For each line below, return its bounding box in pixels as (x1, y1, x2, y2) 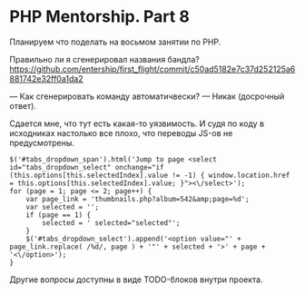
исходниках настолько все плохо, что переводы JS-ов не (9, 127, 233, 138)
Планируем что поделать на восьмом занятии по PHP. (9, 36, 221, 47)
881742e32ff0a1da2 (9, 73, 84, 83)
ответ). (9, 100, 36, 111)
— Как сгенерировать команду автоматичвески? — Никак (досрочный (9, 91, 285, 102)
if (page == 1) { (25, 211, 92, 220)
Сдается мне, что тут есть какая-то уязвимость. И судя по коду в (9, 118, 265, 129)
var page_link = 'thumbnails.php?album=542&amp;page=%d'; (25, 194, 250, 203)
